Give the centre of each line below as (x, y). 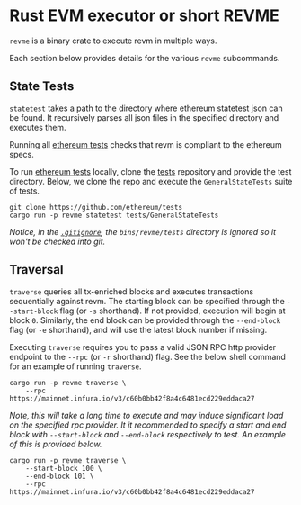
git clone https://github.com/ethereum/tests (96, 207)
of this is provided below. (56, 444)
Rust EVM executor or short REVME (145, 16)
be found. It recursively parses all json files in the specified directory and (144, 117)
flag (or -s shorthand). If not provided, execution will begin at (173, 311)
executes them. (38, 127)
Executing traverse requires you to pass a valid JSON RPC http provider (143, 347)
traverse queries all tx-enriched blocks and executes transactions (132, 291)
